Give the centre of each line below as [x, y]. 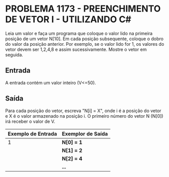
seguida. [14, 55]
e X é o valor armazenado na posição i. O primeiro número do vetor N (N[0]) [84, 116]
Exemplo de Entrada [32, 134]
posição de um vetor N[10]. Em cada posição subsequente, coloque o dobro [84, 39]
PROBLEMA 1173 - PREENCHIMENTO [83, 9]
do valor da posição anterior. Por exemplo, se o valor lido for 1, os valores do [85, 44]
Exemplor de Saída [85, 134]
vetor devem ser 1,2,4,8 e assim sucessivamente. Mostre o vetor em [76, 49]
